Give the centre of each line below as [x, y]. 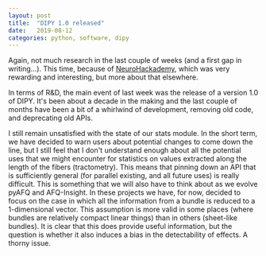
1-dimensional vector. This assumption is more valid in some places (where [131, 209]
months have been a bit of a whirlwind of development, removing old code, [131, 110]
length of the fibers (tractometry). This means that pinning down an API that [132, 167]
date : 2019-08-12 [40, 30]
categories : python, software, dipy [69, 38]
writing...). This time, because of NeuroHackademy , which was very [119, 69]
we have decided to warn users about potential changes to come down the [131, 142]
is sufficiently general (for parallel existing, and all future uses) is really [124, 176]
